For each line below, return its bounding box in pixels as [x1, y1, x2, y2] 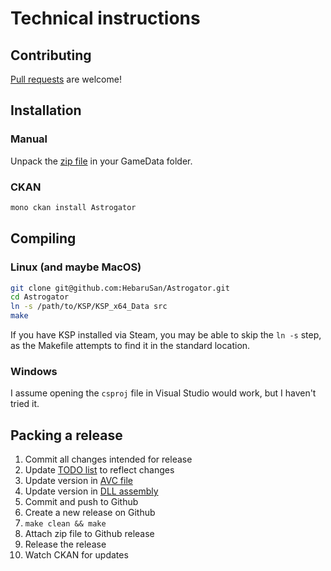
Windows [10, 364, 58, 378]
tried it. [10, 398, 40, 410]
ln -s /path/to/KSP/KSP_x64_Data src [10, 302, 168, 312]
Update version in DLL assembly [24, 485, 159, 497]
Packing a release [10, 427, 123, 444]
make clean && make [24, 519, 107, 529]
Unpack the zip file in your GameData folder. [10, 155, 193, 167]
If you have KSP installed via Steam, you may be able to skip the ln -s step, [10, 329, 322, 341]
